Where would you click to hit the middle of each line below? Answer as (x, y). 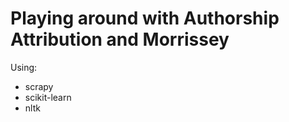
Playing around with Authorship (145, 18)
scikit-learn (48, 97)
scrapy (39, 86)
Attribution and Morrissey (120, 39)
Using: (24, 67)
